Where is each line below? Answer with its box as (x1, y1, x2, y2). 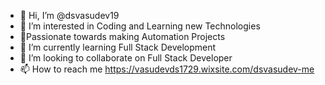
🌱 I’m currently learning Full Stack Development (19, 41, 217, 53)
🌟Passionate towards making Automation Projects (19, 31, 226, 42)
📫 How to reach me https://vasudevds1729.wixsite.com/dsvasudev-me (19, 63, 315, 75)
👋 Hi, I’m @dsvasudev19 (19, 10, 120, 21)
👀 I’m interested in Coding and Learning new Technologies (19, 20, 261, 32)
